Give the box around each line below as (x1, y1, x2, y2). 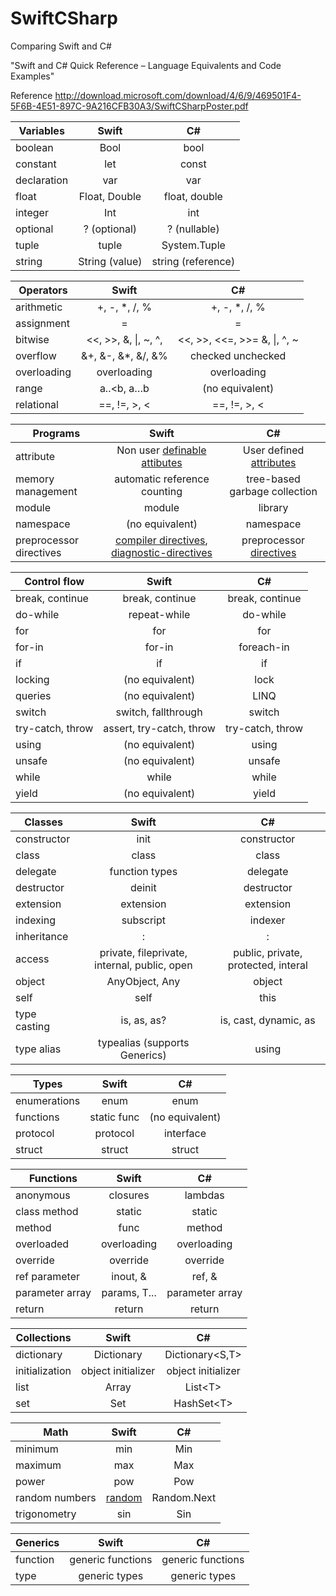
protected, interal (227, 958, 308, 972)
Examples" (10, 70, 55, 82)
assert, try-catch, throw (103, 721, 216, 735)
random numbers (15, 1490, 97, 1504)
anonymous (15, 1188, 71, 1202)
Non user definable (116, 443, 207, 457)
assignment (15, 316, 71, 330)
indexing (15, 913, 56, 927)
